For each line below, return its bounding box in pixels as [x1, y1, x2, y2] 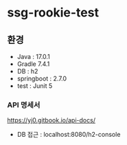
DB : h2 [16, 67, 38, 75]
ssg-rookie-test [7, 5, 100, 21]
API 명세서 [7, 100, 41, 109]
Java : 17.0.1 [16, 53, 50, 60]
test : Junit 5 [16, 82, 53, 90]
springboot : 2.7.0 [16, 74, 67, 82]
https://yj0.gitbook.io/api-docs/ [7, 116, 96, 124]
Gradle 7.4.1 [16, 60, 50, 68]
